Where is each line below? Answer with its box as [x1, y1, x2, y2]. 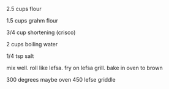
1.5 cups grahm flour [6, 17, 58, 24]
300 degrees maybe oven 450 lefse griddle [6, 76, 116, 83]
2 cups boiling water [6, 41, 58, 48]
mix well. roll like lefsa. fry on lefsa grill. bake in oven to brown [6, 64, 163, 71]
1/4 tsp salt [6, 52, 34, 60]
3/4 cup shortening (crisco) [6, 29, 76, 36]
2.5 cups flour [6, 5, 42, 12]
